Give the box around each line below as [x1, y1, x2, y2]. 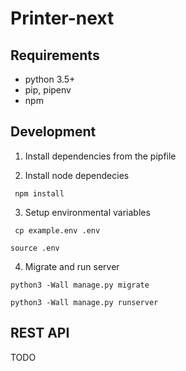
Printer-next [10, 7, 115, 30]
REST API [10, 325, 70, 342]
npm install [14, 188, 65, 199]
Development [10, 123, 97, 141]
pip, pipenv [24, 84, 72, 96]
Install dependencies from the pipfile [24, 150, 177, 162]
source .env [10, 243, 60, 253]
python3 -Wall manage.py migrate [10, 280, 150, 290]
